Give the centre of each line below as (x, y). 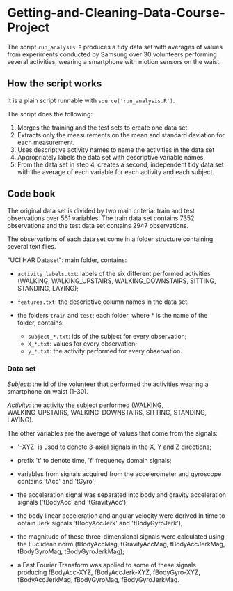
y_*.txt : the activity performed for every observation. (105, 351)
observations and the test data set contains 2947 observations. (98, 225)
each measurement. (46, 142)
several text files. (32, 246)
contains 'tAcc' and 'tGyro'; (56, 481)
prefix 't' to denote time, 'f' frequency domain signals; (94, 460)
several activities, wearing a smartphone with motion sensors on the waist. (114, 61)
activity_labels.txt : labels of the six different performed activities (114, 273)
